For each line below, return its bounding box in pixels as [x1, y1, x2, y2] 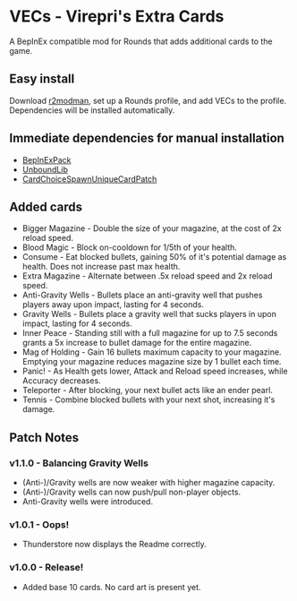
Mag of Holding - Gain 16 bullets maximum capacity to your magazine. [21, 347, 282, 357]
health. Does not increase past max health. [21, 262, 181, 272]
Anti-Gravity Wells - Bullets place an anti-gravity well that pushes [21, 289, 263, 301]
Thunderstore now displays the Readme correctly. [21, 539, 208, 550]
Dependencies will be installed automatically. [9, 105, 175, 116]
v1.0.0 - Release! [9, 562, 84, 574]
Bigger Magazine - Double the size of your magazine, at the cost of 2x [21, 223, 282, 234]
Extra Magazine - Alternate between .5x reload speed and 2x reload [21, 270, 273, 281]
